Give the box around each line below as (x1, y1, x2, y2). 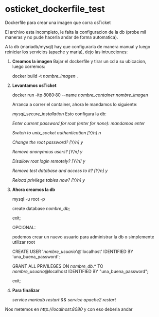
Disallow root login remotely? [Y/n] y (12, 158, 86, 164)
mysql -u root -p (12, 196, 45, 202)
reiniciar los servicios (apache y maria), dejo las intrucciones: (5, 49, 128, 55)
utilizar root (12, 239, 35, 245)
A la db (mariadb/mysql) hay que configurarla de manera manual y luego (5, 43, 151, 49)
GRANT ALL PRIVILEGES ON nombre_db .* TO (12, 263, 104, 269)
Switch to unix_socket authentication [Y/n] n (12, 129, 101, 135)
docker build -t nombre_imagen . (12, 73, 78, 79)
